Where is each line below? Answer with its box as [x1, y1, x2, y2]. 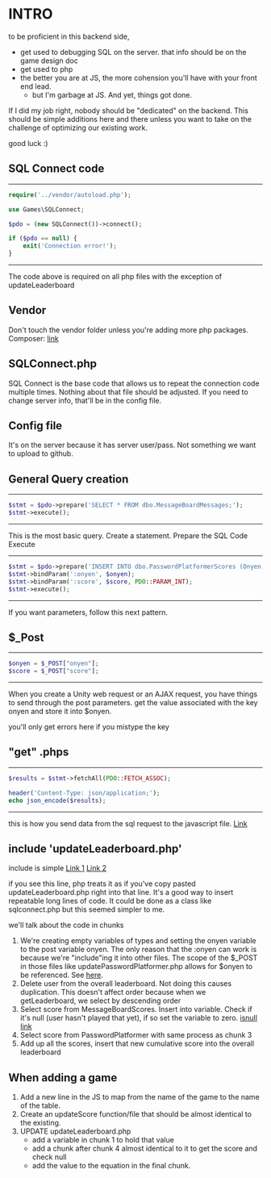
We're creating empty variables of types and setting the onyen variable [19, 936, 256, 946]
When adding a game [8, 1071, 118, 1084]
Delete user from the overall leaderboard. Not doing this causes [19, 979, 232, 988]
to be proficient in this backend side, [8, 31, 130, 41]
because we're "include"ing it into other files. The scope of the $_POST [19, 953, 258, 963]
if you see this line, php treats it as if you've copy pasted [8, 879, 196, 888]
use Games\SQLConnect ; [8, 205, 85, 214]
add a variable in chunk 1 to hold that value [31, 1135, 175, 1145]
